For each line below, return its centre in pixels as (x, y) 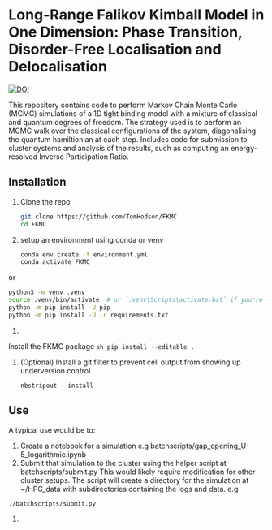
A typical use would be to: (52, 430)
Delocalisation (58, 67)
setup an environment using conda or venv (92, 239)
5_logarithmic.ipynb (53, 454)
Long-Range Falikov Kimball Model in (136, 15)
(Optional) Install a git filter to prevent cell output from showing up (130, 362)
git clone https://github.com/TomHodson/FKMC (98, 217)
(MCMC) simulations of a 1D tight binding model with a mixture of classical (133, 113)
